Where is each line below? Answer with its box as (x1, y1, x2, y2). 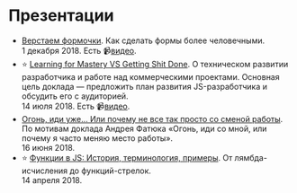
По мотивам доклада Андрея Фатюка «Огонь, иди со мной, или (21, 123, 267, 134)
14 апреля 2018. (21, 174, 83, 185)
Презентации (8, 5, 114, 26)
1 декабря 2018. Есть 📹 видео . (21, 45, 137, 56)
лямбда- (234, 152, 267, 162)
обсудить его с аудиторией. (21, 91, 129, 101)
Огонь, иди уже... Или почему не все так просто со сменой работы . (21, 113, 283, 124)
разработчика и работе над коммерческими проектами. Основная (21, 71, 280, 82)
